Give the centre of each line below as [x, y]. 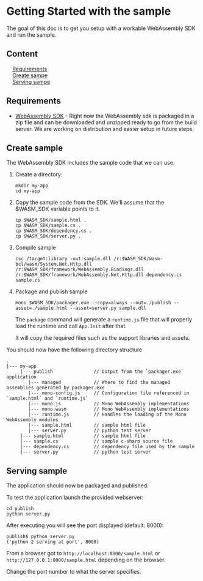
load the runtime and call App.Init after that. [71, 326]
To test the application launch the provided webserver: [75, 498]
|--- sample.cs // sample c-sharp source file [96, 441]
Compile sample [35, 248]
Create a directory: [39, 174]
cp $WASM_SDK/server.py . [48, 236]
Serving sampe [31, 81]
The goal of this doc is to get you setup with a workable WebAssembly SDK [101, 28]
